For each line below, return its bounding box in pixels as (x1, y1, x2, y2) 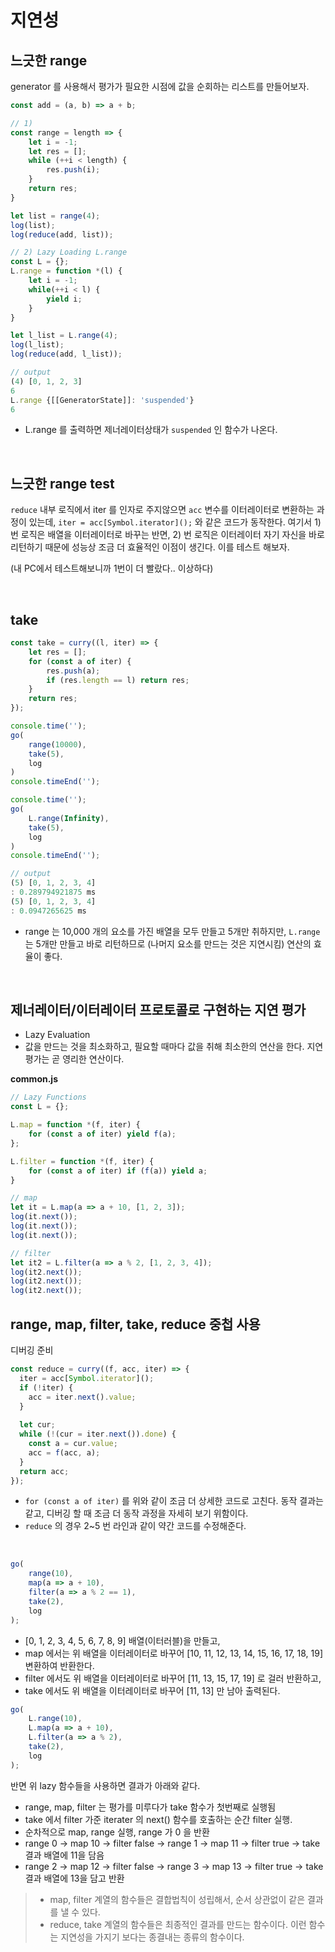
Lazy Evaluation (24, 1029, 91, 1041)
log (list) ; (10, 220, 56, 230)
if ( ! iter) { (19, 1382, 74, 1393)
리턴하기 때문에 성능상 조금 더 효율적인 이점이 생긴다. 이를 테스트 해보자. (10, 541, 290, 553)
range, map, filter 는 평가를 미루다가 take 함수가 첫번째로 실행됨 (24, 1801, 277, 1813)
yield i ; (46, 294, 83, 304)
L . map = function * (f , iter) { (10, 1120, 141, 1130)
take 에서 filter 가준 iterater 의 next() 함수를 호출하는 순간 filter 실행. (24, 1813, 293, 1825)
